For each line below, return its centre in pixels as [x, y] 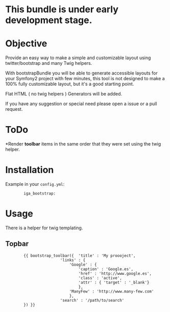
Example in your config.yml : [35, 184]
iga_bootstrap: [40, 194]
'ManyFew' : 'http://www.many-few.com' [112, 291]
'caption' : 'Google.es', [106, 269]
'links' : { [73, 260]
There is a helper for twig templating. [44, 228]
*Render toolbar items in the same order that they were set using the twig [83, 144]
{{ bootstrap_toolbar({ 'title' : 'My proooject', [80, 256]
